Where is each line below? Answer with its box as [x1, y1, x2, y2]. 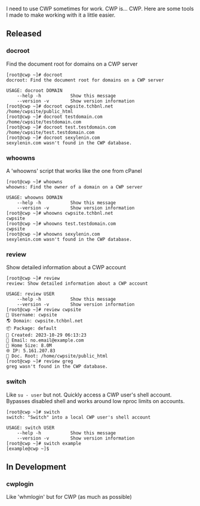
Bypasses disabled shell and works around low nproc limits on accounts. [6, 397, 185, 404]
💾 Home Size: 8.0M [6, 343, 52, 349]
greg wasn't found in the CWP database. [6, 364, 109, 370]
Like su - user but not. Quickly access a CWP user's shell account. [6, 391, 172, 398]
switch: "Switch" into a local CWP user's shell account [6, 414, 151, 420]
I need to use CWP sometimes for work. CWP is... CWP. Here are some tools [6, 5, 194, 12]
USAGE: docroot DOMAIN [6, 87, 63, 93]
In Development [6, 462, 67, 472]
